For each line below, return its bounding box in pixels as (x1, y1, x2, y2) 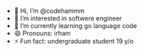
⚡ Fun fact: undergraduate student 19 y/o (13, 37, 134, 45)
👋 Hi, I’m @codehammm (13, 7, 85, 15)
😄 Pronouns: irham (13, 29, 71, 37)
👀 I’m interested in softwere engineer (13, 14, 122, 22)
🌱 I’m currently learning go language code (13, 22, 137, 30)
